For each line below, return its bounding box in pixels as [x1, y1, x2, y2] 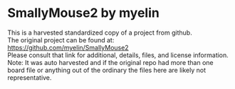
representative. [7, 73, 52, 82]
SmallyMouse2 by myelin [7, 5, 160, 21]
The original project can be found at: [7, 35, 115, 44]
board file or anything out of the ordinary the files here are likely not [7, 66, 207, 74]
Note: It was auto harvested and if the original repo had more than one [7, 58, 214, 66]
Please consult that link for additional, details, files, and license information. [7, 51, 229, 59]
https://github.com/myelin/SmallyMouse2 [7, 43, 130, 52]
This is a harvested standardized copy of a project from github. [7, 28, 192, 37]
